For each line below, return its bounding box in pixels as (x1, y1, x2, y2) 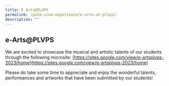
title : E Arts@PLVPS (5, 7, 49, 13)
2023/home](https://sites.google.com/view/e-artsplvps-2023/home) (5, 60, 148, 66)
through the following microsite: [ (5, 54, 74, 61)
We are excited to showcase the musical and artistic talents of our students (5, 49, 162, 55)
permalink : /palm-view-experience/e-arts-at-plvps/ (5, 12, 116, 17)
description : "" (5, 17, 39, 22)
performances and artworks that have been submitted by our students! (5, 75, 153, 81)
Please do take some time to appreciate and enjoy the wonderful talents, (5, 69, 156, 76)
